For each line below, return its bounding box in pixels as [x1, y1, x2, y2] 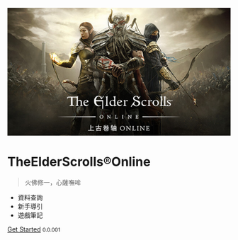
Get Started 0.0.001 [7, 224, 60, 234]
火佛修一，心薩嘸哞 [24, 178, 81, 186]
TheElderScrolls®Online [7, 154, 151, 170]
